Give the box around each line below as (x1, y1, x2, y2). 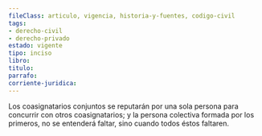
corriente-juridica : (8, 79, 78, 87)
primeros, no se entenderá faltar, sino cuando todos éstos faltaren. (8, 118, 230, 128)
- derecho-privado (8, 34, 70, 43)
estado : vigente (8, 42, 63, 50)
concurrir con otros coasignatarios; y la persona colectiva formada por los (8, 109, 255, 119)
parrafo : (8, 72, 38, 80)
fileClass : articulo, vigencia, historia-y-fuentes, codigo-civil (8, 11, 235, 20)
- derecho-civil (8, 27, 63, 35)
